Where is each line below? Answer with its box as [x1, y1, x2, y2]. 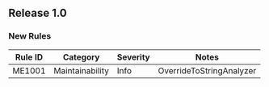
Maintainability [53, 64, 109, 76]
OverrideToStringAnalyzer [158, 64, 257, 76]
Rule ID [15, 52, 44, 63]
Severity [116, 52, 151, 63]
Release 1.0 [8, 6, 67, 20]
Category [62, 52, 100, 63]
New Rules [8, 31, 52, 42]
